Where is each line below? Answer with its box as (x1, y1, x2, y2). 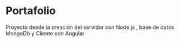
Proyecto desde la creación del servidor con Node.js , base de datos (5, 24, 175, 31)
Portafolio (5, 4, 56, 18)
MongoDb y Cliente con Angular (5, 29, 85, 37)
